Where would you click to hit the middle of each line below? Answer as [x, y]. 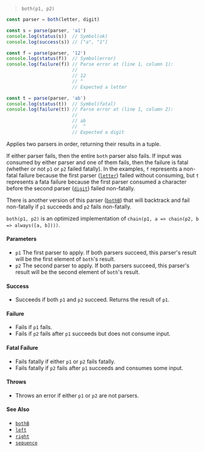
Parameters [21, 239]
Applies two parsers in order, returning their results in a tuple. [84, 144]
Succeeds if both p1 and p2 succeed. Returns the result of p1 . [92, 300]
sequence [26, 443]
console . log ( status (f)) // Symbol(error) [61, 59]
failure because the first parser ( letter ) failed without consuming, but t [109, 175]
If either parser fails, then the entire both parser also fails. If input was [94, 155]
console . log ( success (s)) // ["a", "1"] [57, 42]
